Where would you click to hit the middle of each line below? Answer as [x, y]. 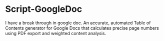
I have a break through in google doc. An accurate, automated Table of [78, 23]
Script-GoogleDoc [44, 9]
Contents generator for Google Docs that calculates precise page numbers [82, 28]
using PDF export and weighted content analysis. [56, 33]
